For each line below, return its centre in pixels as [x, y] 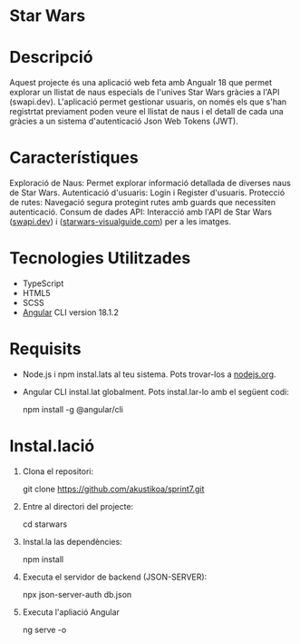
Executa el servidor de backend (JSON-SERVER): [115, 577]
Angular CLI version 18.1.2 [71, 312]
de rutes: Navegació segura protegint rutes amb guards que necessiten [143, 203]
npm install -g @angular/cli [73, 409]
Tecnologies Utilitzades [100, 258]
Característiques [74, 158]
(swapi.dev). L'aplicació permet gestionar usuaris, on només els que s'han [148, 102]
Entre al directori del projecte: [78, 506]
